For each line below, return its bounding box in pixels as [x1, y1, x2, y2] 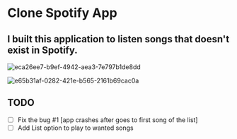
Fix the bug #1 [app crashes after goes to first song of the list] [17, 115, 198, 124]
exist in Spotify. [7, 44, 78, 56]
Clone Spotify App [7, 5, 118, 21]
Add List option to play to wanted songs [17, 123, 134, 132]
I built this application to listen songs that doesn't [7, 33, 230, 45]
